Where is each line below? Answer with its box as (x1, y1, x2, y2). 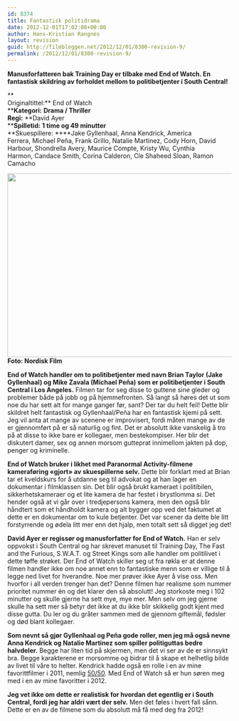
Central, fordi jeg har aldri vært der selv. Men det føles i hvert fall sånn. (7, 698, 218, 706)
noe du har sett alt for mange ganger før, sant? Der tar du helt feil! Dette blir (7, 400, 229, 409)
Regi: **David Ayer (7, 113, 65, 122)
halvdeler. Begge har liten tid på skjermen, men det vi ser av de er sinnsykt (7, 646, 228, 655)
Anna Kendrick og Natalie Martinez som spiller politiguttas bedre (7, 638, 203, 647)
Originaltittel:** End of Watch (7, 98, 92, 107)
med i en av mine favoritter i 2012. (7, 676, 107, 685)
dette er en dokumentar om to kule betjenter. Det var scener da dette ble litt (7, 512, 229, 521)
